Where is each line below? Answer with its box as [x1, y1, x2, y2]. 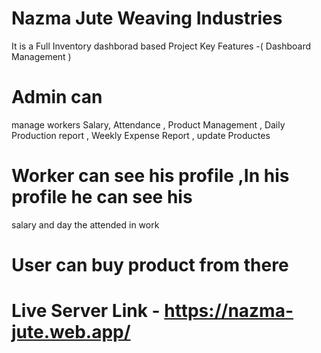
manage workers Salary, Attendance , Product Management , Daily [11, 118, 286, 131]
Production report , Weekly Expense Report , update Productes [11, 129, 271, 141]
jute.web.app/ [11, 321, 131, 344]
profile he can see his [11, 186, 193, 209]
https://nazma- [164, 300, 294, 322]
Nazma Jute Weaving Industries [11, 7, 283, 30]
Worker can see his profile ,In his [11, 165, 290, 187]
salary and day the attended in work [11, 218, 160, 231]
